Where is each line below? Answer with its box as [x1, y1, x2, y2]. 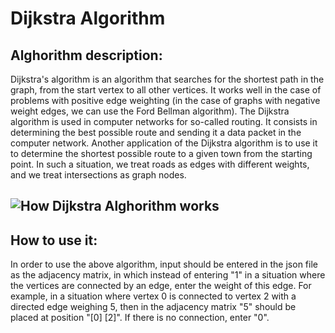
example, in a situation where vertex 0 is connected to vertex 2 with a [10, 290, 297, 302]
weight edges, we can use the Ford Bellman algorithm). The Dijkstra [10, 105, 290, 117]
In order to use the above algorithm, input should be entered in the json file [10, 258, 318, 271]
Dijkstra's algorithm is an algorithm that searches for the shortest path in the [10, 73, 325, 85]
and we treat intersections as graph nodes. [10, 169, 187, 181]
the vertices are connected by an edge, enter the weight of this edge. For [10, 280, 312, 292]
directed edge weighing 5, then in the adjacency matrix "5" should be [10, 301, 297, 313]
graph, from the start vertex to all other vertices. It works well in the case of [10, 84, 322, 96]
